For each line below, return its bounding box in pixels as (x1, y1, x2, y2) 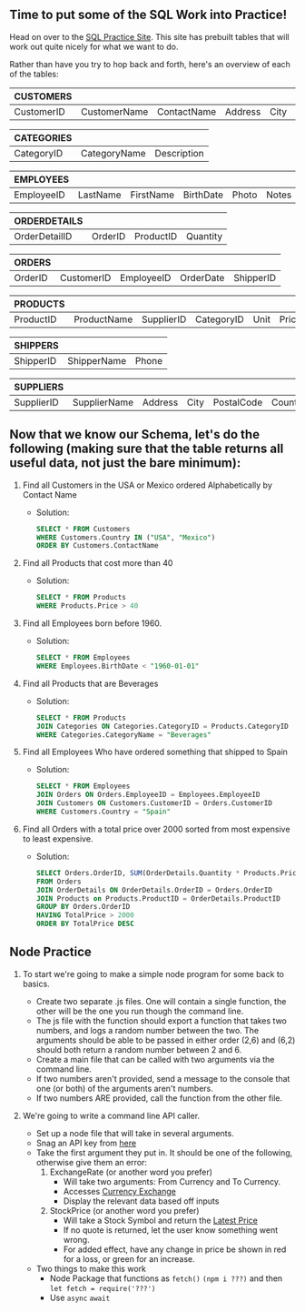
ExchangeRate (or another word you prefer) (49, 1166, 213, 1177)
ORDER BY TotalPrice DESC (35, 919, 134, 929)
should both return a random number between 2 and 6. (35, 1044, 242, 1055)
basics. (22, 978, 50, 989)
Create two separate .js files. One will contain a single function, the (35, 995, 287, 1006)
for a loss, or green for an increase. (63, 1253, 195, 1264)
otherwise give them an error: (35, 1156, 148, 1167)
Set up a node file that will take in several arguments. (35, 1127, 234, 1138)
